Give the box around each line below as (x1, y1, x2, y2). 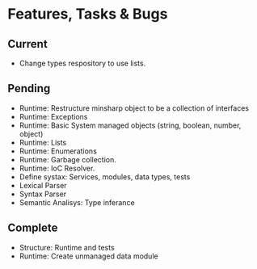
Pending (7, 82, 51, 95)
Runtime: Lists (19, 137, 67, 147)
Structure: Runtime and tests (19, 242, 115, 252)
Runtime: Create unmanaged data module (19, 251, 158, 261)
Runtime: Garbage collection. (19, 154, 116, 164)
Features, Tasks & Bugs (7, 5, 168, 23)
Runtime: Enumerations (19, 146, 98, 156)
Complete (7, 221, 58, 235)
